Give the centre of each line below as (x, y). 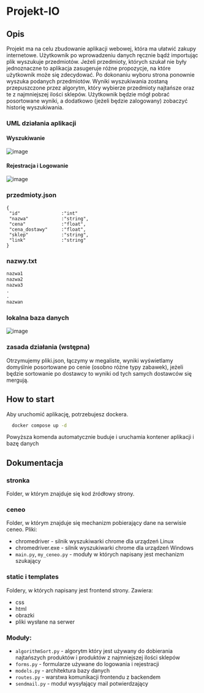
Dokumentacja (35, 463)
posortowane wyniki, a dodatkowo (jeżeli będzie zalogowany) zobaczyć (97, 101)
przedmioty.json (32, 195)
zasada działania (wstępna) (48, 347)
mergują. (17, 380)
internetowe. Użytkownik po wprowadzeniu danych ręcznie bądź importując (102, 55)
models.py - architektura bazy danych (62, 671)
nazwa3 (15, 285)
